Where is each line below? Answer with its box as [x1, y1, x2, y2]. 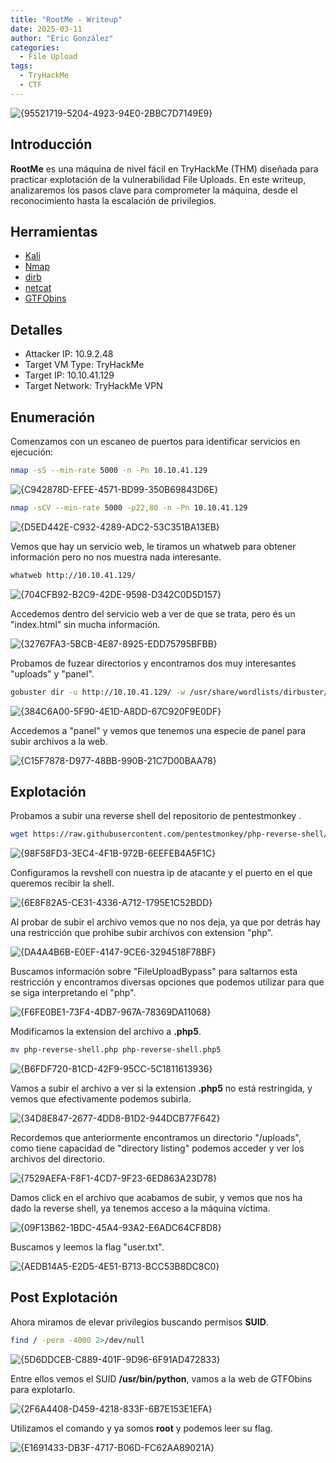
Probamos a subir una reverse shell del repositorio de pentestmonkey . [10, 810, 302, 822]
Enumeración [10, 409, 96, 426]
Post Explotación [10, 1289, 118, 1306]
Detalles [10, 321, 63, 338]
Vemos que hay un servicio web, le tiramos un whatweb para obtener [10, 540, 297, 552]
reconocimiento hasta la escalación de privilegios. [10, 194, 217, 206]
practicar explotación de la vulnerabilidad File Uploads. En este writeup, [10, 173, 307, 185]
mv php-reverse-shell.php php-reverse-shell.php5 [10, 1045, 222, 1055]
